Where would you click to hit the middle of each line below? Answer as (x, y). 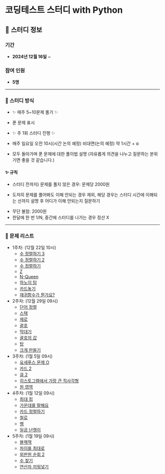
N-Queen (29, 277)
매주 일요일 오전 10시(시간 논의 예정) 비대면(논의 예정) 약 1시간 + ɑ (75, 143)
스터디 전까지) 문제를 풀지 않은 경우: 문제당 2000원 (61, 184)
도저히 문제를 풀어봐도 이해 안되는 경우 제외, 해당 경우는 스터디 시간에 (78, 195)
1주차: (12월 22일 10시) (34, 247)
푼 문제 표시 (24, 123)
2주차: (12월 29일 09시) (35, 301)
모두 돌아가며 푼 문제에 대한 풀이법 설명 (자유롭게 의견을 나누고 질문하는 (80, 154)
